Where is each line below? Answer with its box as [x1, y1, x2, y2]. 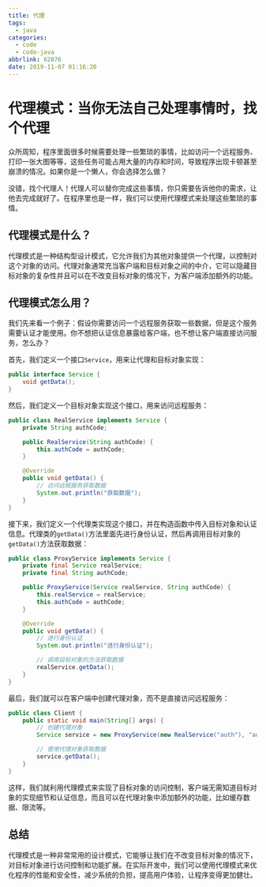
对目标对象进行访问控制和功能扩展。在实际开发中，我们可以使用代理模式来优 [8, 860, 257, 870]
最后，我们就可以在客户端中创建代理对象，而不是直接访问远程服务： [8, 693, 230, 703]
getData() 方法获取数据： [8, 539, 89, 548]
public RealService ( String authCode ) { [22, 438, 154, 446]
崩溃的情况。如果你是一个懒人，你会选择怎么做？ [8, 167, 167, 176]
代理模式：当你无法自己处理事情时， [8, 100, 244, 117]
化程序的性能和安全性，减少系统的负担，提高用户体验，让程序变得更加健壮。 [8, 870, 257, 879]
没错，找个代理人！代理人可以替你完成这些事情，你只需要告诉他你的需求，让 [8, 183, 257, 193]
